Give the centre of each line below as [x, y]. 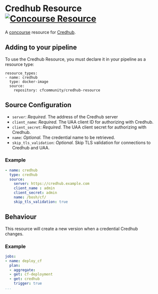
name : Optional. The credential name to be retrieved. [63, 137]
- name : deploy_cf [23, 261]
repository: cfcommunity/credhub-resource [57, 90]
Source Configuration [38, 105]
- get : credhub [25, 279]
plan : [15, 265]
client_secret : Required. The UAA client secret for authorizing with [79, 127]
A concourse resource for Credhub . [40, 32]
